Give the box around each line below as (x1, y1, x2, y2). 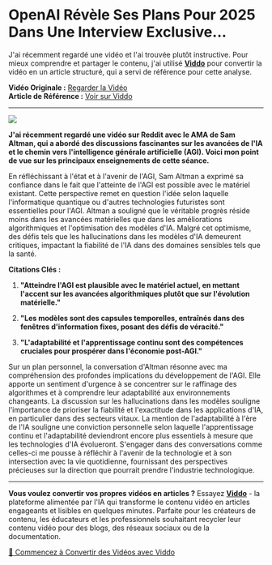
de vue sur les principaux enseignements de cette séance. (8, 156, 210, 165)
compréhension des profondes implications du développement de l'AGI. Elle (8, 370, 261, 380)
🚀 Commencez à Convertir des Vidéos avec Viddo (8, 547, 176, 557)
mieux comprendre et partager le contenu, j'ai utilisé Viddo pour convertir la (8, 58, 262, 68)
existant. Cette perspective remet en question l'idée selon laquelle (8, 188, 229, 198)
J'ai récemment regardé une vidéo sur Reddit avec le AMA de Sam (8, 130, 236, 139)
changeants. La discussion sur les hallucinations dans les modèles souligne (8, 396, 261, 406)
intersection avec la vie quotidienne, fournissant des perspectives (8, 456, 228, 466)
